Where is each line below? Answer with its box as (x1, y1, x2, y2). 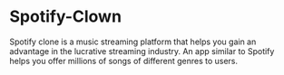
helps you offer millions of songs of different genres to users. (9, 55, 239, 66)
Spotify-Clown (9, 6, 122, 27)
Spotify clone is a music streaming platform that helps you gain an (9, 36, 257, 47)
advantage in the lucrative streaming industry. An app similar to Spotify (9, 45, 275, 56)
